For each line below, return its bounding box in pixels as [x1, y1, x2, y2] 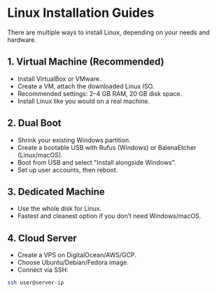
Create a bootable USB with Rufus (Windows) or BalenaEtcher [17, 143, 197, 151]
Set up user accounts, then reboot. [17, 165, 118, 174]
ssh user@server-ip [7, 279, 64, 287]
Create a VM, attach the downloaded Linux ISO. [17, 82, 155, 90]
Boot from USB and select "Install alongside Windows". [17, 158, 176, 166]
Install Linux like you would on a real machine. [17, 97, 150, 105]
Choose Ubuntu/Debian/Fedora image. [17, 258, 129, 267]
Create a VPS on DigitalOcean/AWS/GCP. [17, 251, 136, 259]
